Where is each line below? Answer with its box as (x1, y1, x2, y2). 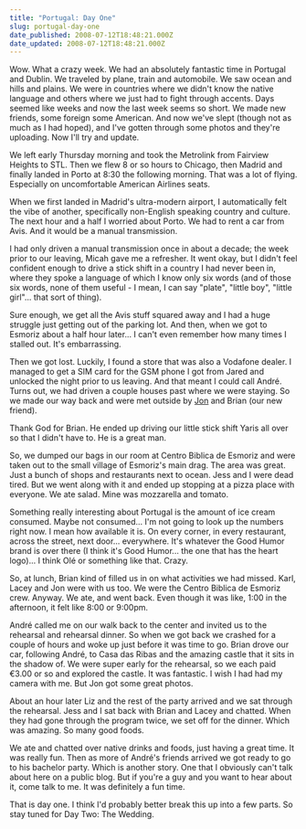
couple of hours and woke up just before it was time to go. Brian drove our (9, 639, 290, 650)
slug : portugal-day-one (9, 22, 100, 31)
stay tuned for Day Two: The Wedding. (9, 809, 155, 820)
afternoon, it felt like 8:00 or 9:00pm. (9, 602, 149, 613)
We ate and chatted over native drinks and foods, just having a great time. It (9, 742, 295, 754)
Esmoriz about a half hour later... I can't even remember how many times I (9, 329, 288, 340)
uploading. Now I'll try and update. (9, 132, 140, 143)
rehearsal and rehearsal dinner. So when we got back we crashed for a (9, 630, 277, 641)
